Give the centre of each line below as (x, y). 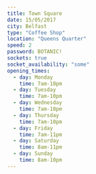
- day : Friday (33, 128)
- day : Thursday (36, 115)
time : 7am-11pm (41, 134)
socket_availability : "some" (48, 64)
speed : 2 (19, 45)
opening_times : (29, 71)
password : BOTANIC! (35, 52)
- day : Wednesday (38, 103)
